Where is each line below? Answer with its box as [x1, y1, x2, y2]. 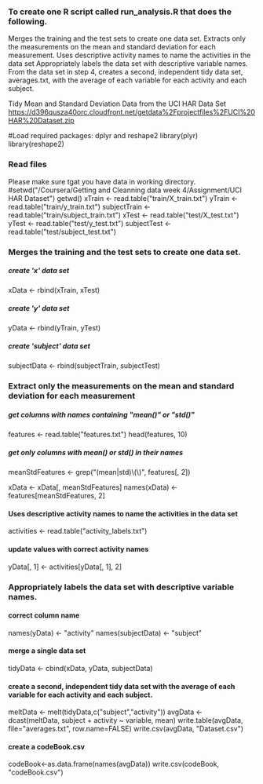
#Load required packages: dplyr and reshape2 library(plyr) [8, 131, 199, 140]
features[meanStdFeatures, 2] [8, 491, 106, 501]
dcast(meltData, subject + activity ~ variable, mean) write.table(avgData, [8, 716, 243, 725]
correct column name [8, 611, 80, 620]
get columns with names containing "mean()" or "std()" [8, 410, 195, 419]
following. [8, 16, 48, 27]
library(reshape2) [8, 140, 65, 149]
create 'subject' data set [8, 341, 90, 351]
